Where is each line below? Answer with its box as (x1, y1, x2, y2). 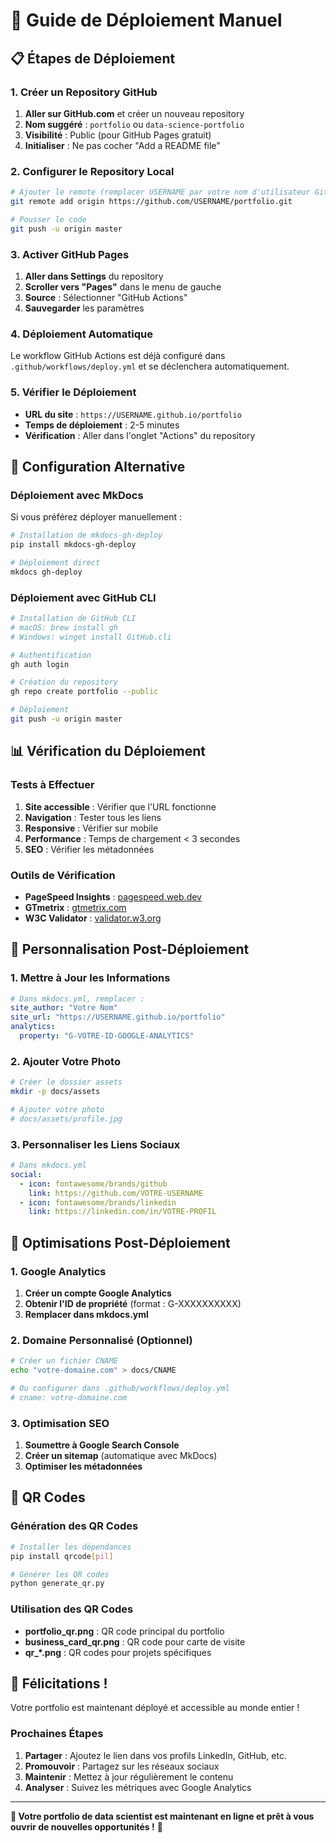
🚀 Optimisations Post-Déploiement (10, 1234, 231, 1251)
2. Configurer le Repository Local (10, 164, 175, 178)
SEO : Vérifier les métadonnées (24, 843, 155, 855)
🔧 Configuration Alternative (10, 458, 186, 475)
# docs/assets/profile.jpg (10, 1114, 123, 1124)
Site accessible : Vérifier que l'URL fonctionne (24, 800, 217, 813)
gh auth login (10, 659, 70, 669)
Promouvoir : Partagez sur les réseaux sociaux (24, 1760, 220, 1772)
